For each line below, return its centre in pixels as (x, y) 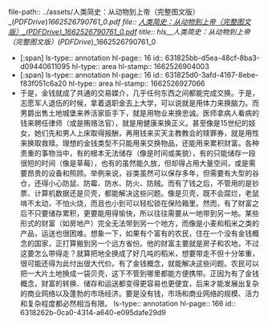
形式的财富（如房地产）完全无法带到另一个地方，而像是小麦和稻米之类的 (139, 223)
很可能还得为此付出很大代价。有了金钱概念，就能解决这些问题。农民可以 (139, 263)
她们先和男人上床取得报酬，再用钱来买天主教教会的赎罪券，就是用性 (146, 133)
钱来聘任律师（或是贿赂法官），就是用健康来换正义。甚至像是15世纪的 (134, 123)
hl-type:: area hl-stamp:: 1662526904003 (141, 66)
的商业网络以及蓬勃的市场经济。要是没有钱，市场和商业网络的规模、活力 (139, 294)
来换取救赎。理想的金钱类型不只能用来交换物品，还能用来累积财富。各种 (139, 143)
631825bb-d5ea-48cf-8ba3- (213, 58)
